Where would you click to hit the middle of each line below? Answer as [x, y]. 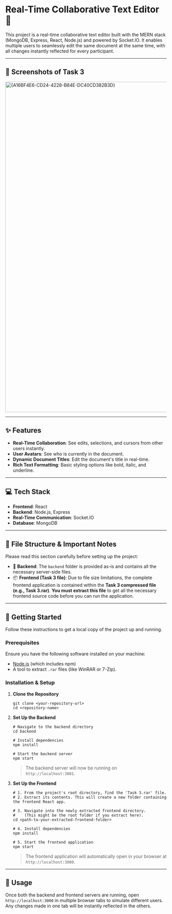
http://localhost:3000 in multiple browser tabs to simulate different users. [84, 901]
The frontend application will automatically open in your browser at [96, 856]
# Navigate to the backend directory [53, 727]
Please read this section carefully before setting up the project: [72, 557]
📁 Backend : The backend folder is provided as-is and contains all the [84, 566]
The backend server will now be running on [71, 768]
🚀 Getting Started [34, 617]
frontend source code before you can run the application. [73, 596]
